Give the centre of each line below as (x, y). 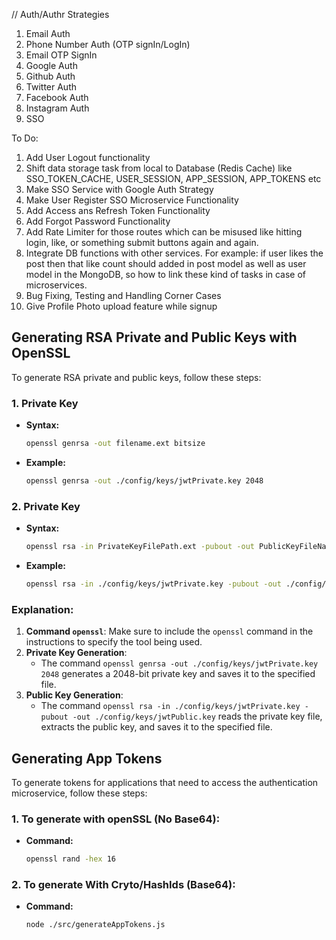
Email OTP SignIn (61, 55)
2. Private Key (46, 506)
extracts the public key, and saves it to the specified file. (156, 727)
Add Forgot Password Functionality (98, 221)
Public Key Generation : (74, 695)
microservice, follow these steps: (79, 793)
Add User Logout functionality (88, 157)
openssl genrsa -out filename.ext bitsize (115, 444)
